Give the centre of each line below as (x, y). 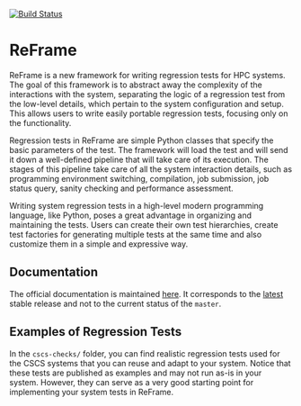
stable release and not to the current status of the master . (115, 303)
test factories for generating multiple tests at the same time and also (136, 234)
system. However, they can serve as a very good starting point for (132, 382)
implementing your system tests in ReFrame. (91, 392)
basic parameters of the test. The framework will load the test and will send (149, 149)
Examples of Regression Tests (96, 332)
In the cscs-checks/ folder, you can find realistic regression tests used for (145, 353)
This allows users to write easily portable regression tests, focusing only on (149, 113)
